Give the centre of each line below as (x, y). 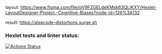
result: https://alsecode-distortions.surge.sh (51, 22)
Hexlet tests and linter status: (42, 35)
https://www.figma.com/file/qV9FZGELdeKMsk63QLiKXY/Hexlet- (88, 7)
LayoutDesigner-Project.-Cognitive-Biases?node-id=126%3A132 (73, 13)
